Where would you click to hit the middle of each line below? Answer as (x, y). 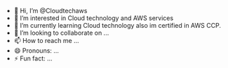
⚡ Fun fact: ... (33, 58)
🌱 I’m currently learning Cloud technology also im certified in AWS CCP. (117, 25)
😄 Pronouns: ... (36, 51)
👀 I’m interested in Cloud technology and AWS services (94, 18)
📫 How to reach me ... (46, 41)
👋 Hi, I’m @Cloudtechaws (51, 11)
